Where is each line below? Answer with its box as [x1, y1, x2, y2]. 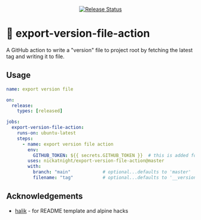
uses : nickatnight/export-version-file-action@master [28, 158, 165, 164]
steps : [17, 135, 33, 141]
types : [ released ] [17, 108, 63, 114]
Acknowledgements [6, 191, 83, 201]
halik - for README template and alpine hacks [14, 207, 129, 214]
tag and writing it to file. [6, 53, 65, 60]
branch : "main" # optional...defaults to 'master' [32, 169, 191, 175]
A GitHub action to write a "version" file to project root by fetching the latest [6, 46, 193, 53]
